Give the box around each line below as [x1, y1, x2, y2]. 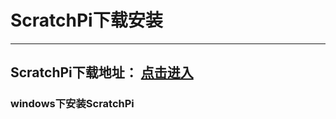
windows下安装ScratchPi [10, 97, 135, 111]
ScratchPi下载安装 [10, 9, 163, 32]
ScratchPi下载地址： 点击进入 [10, 64, 194, 81]
